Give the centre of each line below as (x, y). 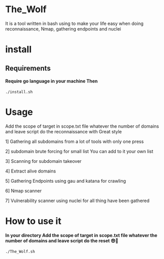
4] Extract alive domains (31, 171)
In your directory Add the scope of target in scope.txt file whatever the (81, 236)
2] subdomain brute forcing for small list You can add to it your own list (79, 151)
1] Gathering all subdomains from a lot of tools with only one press (74, 141)
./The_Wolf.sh (20, 252)
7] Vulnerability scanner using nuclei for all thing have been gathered (77, 200)
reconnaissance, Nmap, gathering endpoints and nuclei (63, 28)
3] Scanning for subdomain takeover (43, 161)
